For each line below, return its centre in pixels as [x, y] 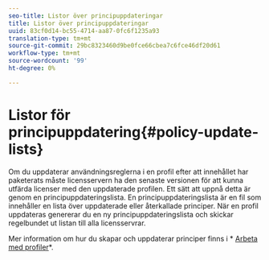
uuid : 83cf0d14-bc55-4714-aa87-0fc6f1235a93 [84, 31]
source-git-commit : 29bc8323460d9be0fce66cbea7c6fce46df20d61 [114, 46]
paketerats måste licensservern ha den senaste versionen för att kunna [126, 180]
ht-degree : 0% [32, 68]
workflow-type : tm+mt [45, 53]
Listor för [39, 115]
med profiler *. [31, 247]
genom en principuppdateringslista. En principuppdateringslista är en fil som [135, 197]
